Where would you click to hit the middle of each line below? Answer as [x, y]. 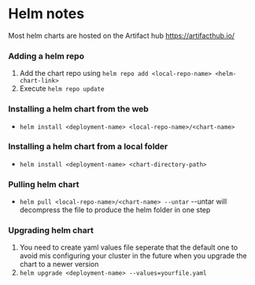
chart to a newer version [59, 264]
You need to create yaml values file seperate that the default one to [129, 247]
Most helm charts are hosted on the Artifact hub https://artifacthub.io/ [121, 36]
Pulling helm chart [44, 184]
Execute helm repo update [62, 88]
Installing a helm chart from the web [79, 109]
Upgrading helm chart [51, 231]
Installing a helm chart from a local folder [88, 147]
